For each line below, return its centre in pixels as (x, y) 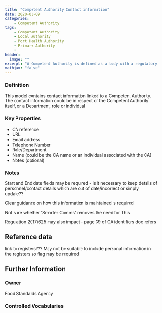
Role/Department (29, 150)
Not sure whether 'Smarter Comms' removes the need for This (67, 212)
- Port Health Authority (39, 41)
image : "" (19, 59)
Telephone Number (31, 145)
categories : (17, 18)
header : (13, 55)
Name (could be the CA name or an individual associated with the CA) (82, 155)
